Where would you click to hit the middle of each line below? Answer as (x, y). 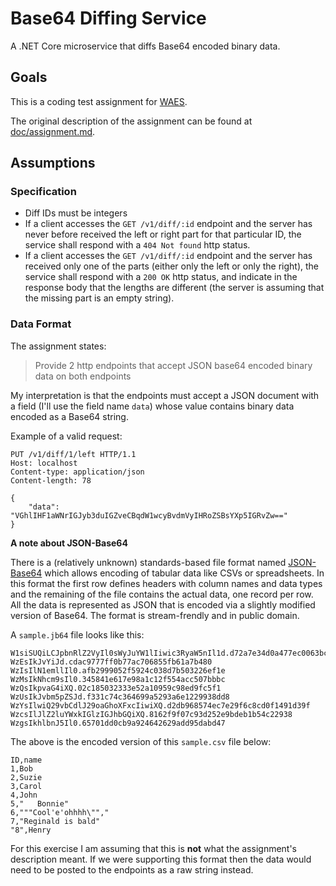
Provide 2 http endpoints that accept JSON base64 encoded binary (173, 365)
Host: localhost (44, 463)
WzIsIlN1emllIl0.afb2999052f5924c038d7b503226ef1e (118, 670)
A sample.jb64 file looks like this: (77, 634)
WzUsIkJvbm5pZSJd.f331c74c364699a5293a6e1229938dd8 (120, 697)
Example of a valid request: (66, 436)
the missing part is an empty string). (99, 298)
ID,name (26, 760)
